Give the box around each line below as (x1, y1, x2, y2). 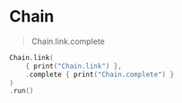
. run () (9, 87, 34, 96)
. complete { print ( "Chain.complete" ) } (25, 70, 175, 79)
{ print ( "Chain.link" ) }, (25, 61, 123, 71)
